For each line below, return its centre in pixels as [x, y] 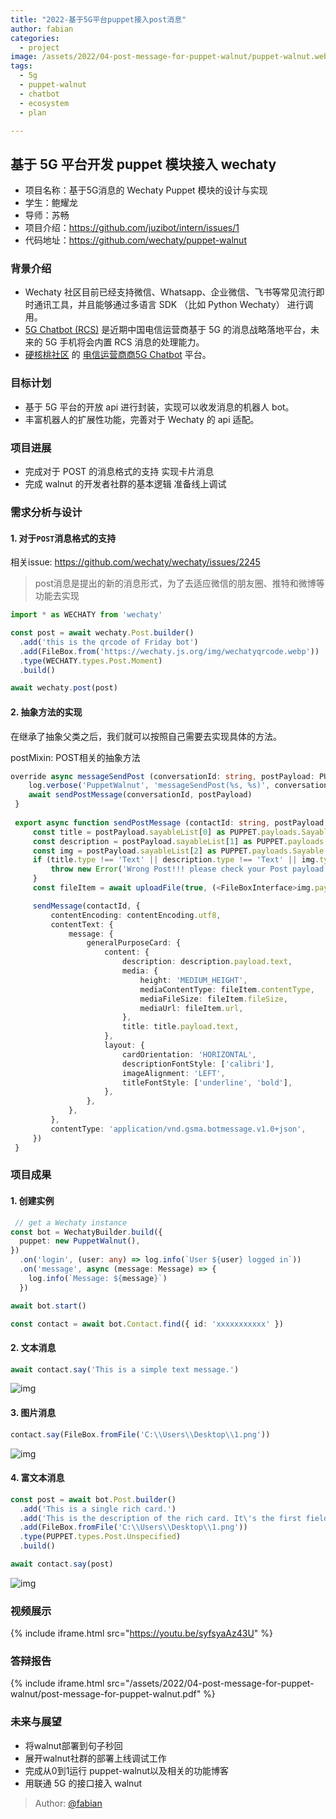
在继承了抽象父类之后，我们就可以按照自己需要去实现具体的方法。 [146, 736]
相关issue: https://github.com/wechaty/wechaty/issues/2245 [135, 562]
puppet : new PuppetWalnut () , [80, 1241]
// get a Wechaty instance [71, 1222]
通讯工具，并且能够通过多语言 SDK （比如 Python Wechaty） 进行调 [173, 305]
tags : [21, 66]
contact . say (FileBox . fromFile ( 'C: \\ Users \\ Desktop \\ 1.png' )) [140, 1434]
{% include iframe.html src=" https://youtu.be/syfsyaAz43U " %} [142, 1633]
